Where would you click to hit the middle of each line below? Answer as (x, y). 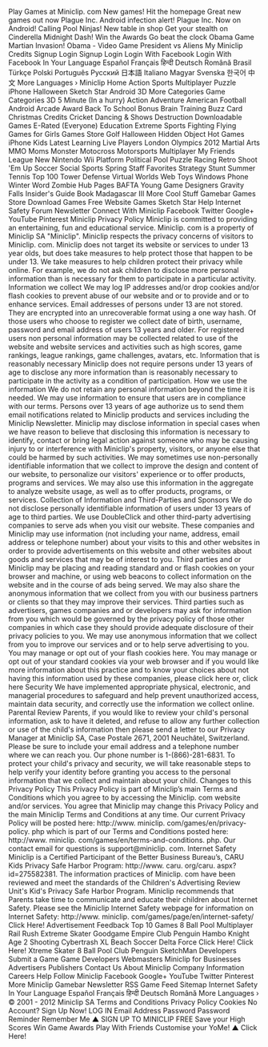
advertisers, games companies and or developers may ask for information (130, 610)
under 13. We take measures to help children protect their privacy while (126, 262)
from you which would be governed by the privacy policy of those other (126, 619)
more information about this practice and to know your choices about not (129, 670)
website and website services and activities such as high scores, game (125, 347)
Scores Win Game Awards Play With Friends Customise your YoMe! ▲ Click (133, 1027)
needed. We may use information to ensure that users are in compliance (127, 398)
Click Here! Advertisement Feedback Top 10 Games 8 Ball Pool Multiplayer (131, 925)
